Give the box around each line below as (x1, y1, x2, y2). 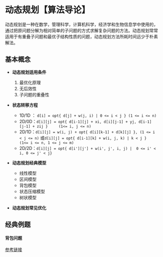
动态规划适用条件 (12, 69, 47, 75)
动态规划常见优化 (12, 205, 47, 211)
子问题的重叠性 (19, 92, 49, 97)
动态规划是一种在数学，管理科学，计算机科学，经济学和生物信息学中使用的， (5, 21, 158, 27)
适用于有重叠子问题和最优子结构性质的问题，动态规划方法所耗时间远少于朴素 (5, 34, 158, 39)
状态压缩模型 (19, 188, 45, 194)
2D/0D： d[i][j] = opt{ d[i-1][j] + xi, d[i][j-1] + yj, (19, 118, 137, 124)
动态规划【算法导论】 (5, 4, 91, 16)
